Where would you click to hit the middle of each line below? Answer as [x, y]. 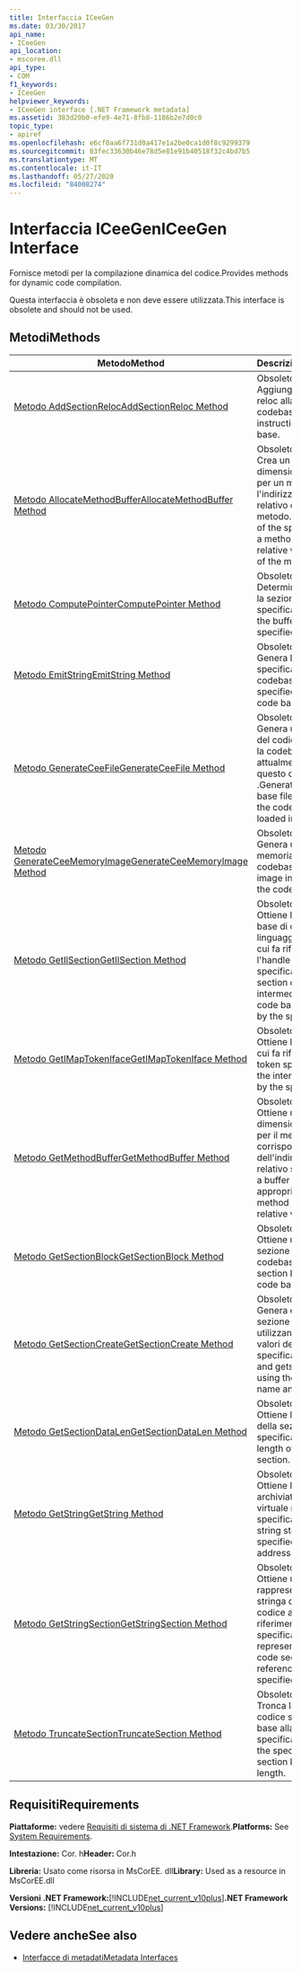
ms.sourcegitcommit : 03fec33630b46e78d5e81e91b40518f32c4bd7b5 [130, 151]
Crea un [274, 460]
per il [267, 1135]
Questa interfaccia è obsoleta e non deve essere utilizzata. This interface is [147, 300]
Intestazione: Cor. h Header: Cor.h [73, 1853]
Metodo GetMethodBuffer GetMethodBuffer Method [122, 1157]
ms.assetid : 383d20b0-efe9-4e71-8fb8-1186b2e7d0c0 [106, 118]
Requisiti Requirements [74, 1805]
